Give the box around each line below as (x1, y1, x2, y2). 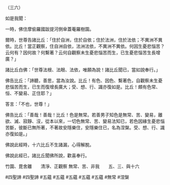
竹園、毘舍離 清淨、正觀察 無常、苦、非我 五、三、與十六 (5, 163, 140, 169)
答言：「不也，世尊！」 (5, 101, 52, 107)
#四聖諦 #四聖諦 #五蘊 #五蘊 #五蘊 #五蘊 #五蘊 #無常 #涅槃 (5, 174, 130, 180)
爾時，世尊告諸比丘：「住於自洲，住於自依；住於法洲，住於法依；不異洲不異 (5, 37, 163, 43)
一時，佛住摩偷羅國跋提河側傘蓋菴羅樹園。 (5, 26, 94, 32)
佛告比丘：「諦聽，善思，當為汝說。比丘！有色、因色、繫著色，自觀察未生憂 (5, 78, 163, 83)
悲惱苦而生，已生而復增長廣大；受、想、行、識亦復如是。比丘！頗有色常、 (5, 84, 160, 90)
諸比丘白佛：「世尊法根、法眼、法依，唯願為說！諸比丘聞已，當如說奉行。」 (5, 67, 160, 73)
